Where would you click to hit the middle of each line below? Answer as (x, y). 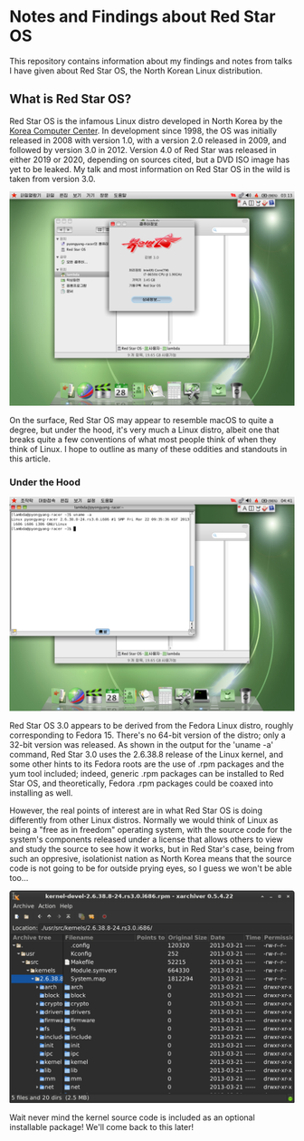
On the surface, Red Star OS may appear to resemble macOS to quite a (142, 420)
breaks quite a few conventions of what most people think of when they (143, 439)
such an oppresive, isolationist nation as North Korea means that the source (151, 859)
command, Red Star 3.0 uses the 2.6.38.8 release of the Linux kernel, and (146, 755)
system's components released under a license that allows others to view (146, 839)
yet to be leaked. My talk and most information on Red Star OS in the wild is (150, 169)
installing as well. (41, 793)
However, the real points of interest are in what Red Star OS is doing (136, 811)
